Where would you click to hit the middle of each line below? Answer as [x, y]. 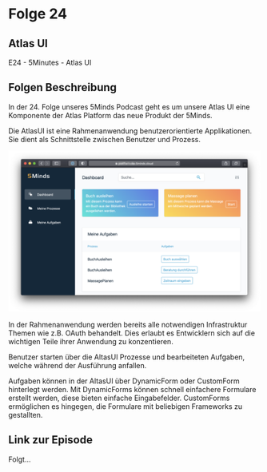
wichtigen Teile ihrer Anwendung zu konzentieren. [91, 341]
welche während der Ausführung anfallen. [78, 365]
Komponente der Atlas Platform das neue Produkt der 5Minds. [111, 115]
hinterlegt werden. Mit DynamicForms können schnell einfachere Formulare [132, 389]
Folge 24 [38, 14]
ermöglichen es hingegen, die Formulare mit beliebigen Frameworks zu [126, 406]
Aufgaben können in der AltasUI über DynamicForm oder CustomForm [124, 381]
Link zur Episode [51, 440]
